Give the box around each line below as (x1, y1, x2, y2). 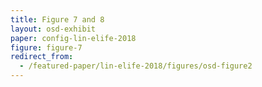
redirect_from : (10, 52, 74, 62)
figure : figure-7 (10, 42, 83, 53)
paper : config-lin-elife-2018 (10, 33, 137, 43)
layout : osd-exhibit (10, 24, 97, 34)
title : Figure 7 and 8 (10, 14, 105, 25)
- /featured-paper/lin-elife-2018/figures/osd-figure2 (19, 61, 253, 71)
